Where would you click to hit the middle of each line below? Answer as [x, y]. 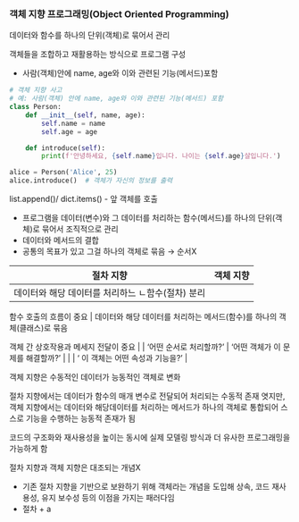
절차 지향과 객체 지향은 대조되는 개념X [75, 467]
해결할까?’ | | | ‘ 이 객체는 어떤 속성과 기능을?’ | [107, 358]
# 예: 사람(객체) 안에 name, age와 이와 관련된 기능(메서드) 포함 [116, 99]
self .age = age [70, 131]
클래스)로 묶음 [44, 328]
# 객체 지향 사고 [36, 90]
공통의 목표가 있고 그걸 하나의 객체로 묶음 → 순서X [109, 251]
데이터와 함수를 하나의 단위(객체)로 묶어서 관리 [90, 35]
